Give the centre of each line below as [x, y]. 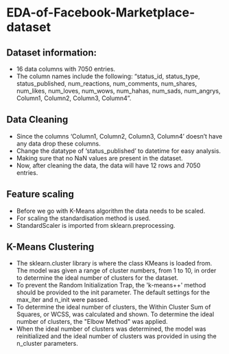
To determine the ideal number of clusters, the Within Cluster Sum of [113, 307]
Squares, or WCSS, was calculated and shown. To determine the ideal [115, 314]
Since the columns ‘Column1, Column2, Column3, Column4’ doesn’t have [119, 136]
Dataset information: [52, 52]
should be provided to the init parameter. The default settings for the [113, 292]
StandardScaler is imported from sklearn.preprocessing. [96, 225]
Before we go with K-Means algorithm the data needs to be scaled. [111, 211]
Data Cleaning [37, 120]
